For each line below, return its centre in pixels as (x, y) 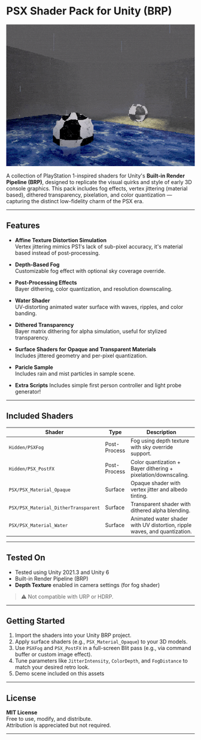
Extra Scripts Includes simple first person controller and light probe (98, 385)
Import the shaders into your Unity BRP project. (73, 635)
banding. (26, 313)
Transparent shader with (161, 504)
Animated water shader (159, 519)
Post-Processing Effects (46, 282)
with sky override (152, 447)
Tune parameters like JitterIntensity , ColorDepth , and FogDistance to (101, 661)
